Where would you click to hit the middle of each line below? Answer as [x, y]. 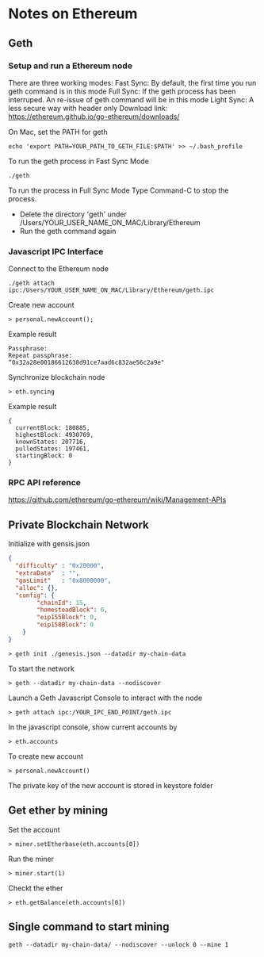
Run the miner [31, 859]
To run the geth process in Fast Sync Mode [78, 161]
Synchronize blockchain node [57, 377]
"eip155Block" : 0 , [67, 618]
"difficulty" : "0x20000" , [60, 566]
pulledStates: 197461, [53, 449]
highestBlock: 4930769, [54, 435]
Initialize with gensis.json [49, 544]
